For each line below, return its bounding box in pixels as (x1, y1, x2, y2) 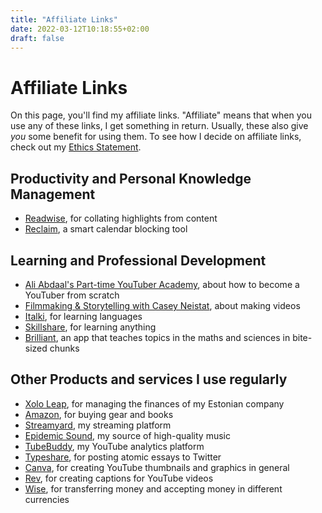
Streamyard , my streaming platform (24, 419, 172, 431)
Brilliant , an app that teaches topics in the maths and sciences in (24, 331, 291, 343)
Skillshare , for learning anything (24, 321, 157, 333)
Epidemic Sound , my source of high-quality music (24, 429, 231, 441)
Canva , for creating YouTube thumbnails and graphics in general (24, 461, 290, 473)
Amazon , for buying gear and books (24, 408, 174, 420)
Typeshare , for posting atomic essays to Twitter (24, 451, 222, 463)
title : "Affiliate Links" (10, 14, 118, 25)
